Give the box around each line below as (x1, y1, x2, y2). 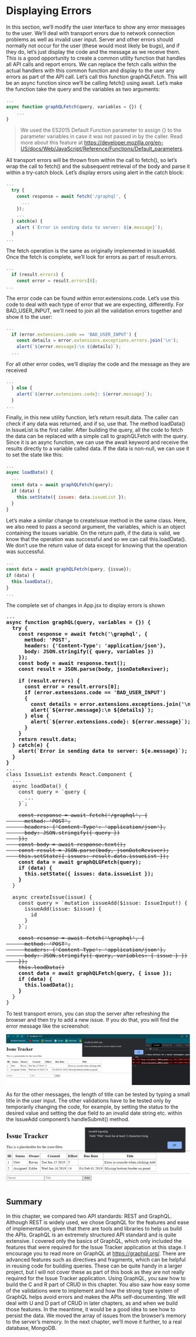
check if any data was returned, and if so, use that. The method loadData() (6, 420, 185, 428)
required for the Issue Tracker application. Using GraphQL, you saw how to (6, 1274, 186, 1281)
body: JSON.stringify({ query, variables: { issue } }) (24, 952, 188, 959)
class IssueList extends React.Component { (6, 771, 132, 777)
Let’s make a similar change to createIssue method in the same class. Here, (6, 517, 187, 524)
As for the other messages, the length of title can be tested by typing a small (6, 1091, 190, 1098)
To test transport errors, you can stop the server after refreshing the (6, 1010, 170, 1017)
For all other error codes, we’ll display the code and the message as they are (6, 361, 190, 368)
